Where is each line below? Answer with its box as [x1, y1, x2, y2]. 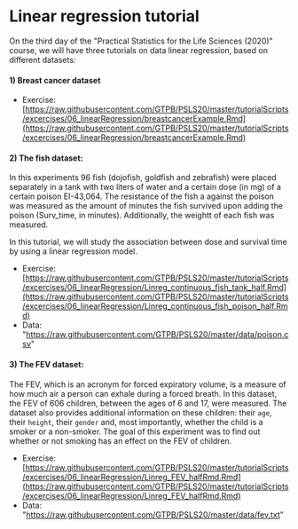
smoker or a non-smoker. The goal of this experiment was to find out [9, 426, 261, 437]
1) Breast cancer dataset [9, 75, 101, 85]
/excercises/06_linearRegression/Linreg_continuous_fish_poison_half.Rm [21, 301, 288, 312]
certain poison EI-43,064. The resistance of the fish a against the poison [9, 191, 275, 201]
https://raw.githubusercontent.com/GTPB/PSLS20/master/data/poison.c [26, 329, 289, 340]
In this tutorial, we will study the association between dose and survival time [9, 237, 287, 248]
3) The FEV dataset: [9, 359, 84, 369]
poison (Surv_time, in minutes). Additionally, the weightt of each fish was [9, 210, 275, 221]
